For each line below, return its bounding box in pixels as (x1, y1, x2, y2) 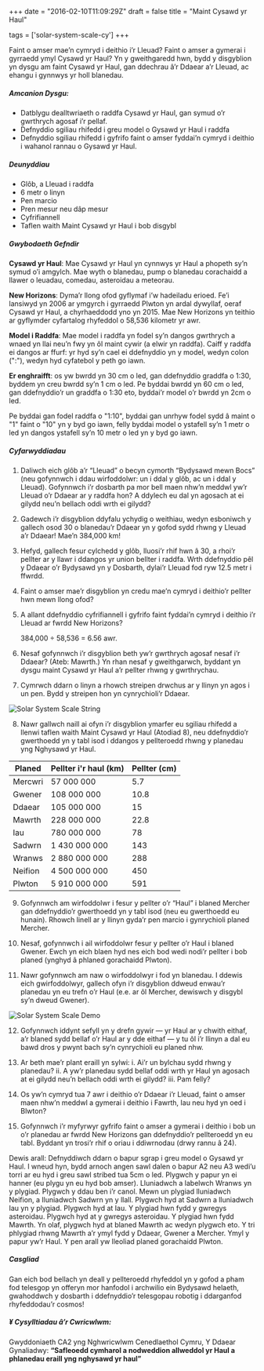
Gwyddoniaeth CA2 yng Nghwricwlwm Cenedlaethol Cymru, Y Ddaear (9, 1337, 236, 1347)
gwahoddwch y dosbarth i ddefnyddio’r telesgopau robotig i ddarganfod (9, 1291, 242, 1300)
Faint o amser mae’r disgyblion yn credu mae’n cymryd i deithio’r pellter (20, 586, 251, 596)
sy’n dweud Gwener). (20, 995, 90, 1005)
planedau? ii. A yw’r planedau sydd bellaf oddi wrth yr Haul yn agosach (20, 1066, 250, 1075)
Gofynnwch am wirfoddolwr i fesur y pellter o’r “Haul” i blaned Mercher (20, 898, 250, 907)
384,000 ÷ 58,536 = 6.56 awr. (20, 633, 118, 643)
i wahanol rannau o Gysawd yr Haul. (20, 141, 137, 151)
